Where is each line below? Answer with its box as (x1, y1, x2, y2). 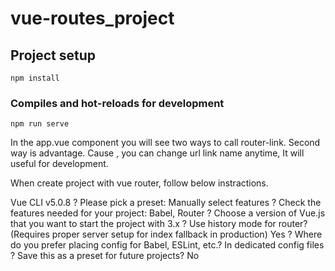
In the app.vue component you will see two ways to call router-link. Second (10, 137, 321, 149)
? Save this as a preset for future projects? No (10, 250, 200, 262)
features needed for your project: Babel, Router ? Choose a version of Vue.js (10, 207, 326, 219)
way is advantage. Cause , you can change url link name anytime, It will (10, 147, 305, 159)
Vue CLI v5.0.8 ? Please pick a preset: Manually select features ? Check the (10, 197, 322, 209)
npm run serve (10, 119, 70, 129)
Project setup (10, 47, 97, 64)
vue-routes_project (10, 7, 175, 30)
